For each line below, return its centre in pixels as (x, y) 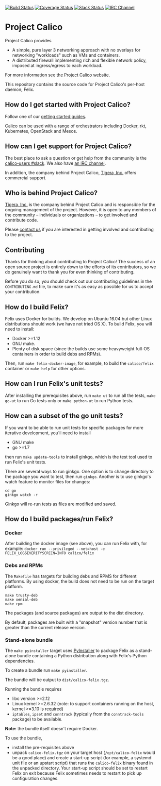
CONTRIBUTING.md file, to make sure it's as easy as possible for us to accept (79, 287)
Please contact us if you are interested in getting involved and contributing (80, 230)
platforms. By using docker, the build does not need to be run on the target (80, 581)
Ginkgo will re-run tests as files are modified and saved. (61, 504)
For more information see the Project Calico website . (57, 75)
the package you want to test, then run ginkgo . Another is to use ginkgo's (78, 477)
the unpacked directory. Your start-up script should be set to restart (80, 768)
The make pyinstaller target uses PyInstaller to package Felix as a (72, 650)
